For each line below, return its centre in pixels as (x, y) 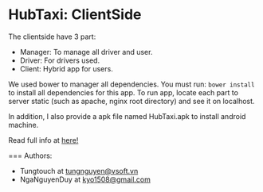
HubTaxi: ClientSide (75, 15)
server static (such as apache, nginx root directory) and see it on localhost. (131, 101)
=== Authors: (30, 156)
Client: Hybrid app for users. (66, 68)
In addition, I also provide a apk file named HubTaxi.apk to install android (127, 116)
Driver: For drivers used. (60, 60)
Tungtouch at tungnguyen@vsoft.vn (79, 171)
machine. (24, 125)
